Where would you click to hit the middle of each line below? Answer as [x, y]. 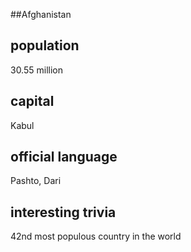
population [45, 45]
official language [64, 157]
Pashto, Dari [36, 181]
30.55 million [36, 70]
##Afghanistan [41, 14]
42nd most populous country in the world [96, 236]
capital [32, 101]
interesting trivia [63, 212]
